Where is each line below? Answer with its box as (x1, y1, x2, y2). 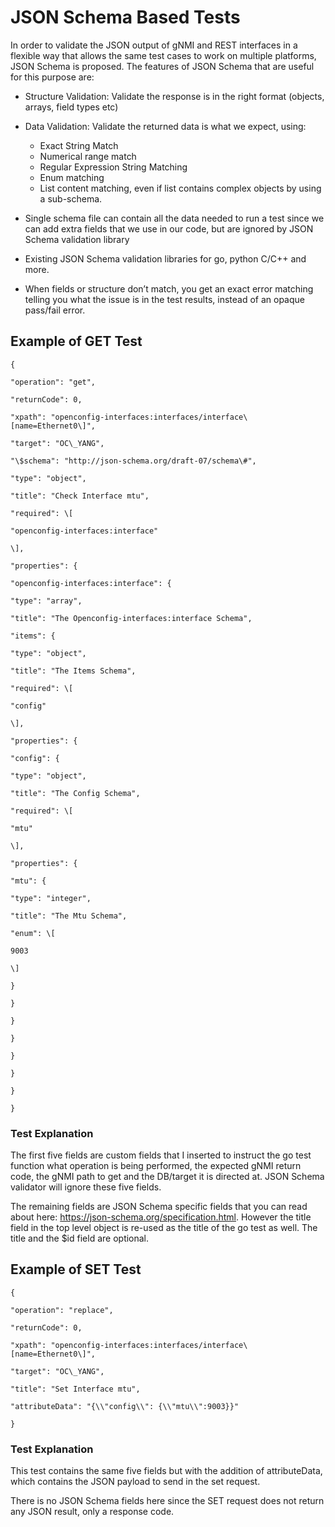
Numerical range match (39, 150, 137, 162)
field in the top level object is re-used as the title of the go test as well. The (10, 1222, 318, 1234)
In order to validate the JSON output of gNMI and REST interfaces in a (10, 39, 298, 51)
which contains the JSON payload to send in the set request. (10, 1476, 261, 1488)
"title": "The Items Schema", (10, 666, 137, 676)
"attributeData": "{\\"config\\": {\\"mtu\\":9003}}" (10, 1401, 240, 1411)
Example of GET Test (10, 333, 143, 350)
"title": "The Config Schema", (10, 788, 141, 798)
